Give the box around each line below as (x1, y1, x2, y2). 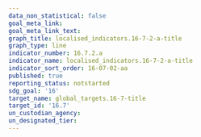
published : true (8, 72, 63, 80)
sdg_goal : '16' (8, 86, 60, 95)
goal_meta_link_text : (8, 27, 82, 35)
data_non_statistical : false (8, 11, 107, 20)
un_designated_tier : (8, 117, 78, 125)
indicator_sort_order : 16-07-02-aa (8, 64, 128, 73)
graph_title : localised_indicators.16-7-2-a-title (8, 34, 182, 43)
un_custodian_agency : (8, 110, 82, 118)
